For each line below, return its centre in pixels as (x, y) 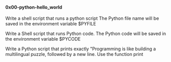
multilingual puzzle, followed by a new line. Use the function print (74, 54)
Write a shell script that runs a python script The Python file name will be (82, 18)
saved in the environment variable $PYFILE (51, 24)
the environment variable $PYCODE (43, 39)
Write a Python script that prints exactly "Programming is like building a (81, 49)
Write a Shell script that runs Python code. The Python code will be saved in (86, 34)
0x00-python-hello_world (34, 7)
